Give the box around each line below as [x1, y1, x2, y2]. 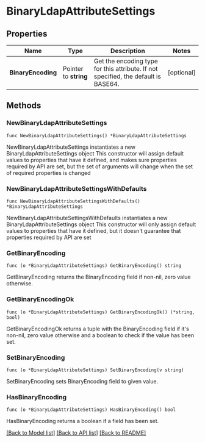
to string [63, 72, 88, 80]
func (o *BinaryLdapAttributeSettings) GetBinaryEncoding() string [6, 263, 182, 269]
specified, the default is [93, 72, 162, 80]
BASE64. [93, 80, 120, 88]
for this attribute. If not [93, 65, 158, 73]
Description [110, 47, 145, 55]
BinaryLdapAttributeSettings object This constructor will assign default [6, 149, 184, 157]
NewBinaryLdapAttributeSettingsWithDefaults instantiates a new [6, 214, 168, 221]
